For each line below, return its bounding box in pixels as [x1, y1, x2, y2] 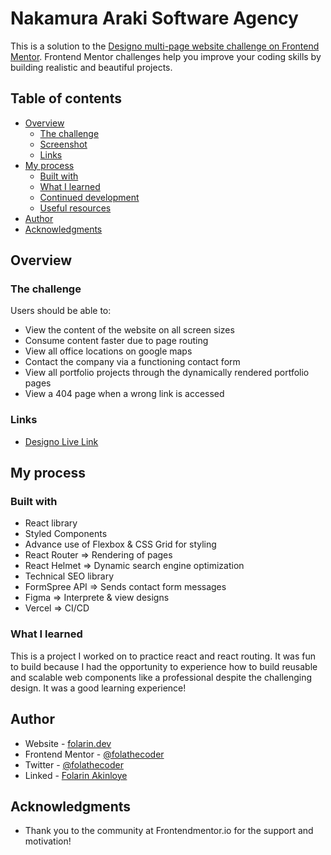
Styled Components [24, 528, 108, 540]
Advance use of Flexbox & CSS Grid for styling [24, 538, 217, 551]
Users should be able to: [10, 305, 112, 317]
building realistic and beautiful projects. [10, 61, 173, 73]
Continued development [39, 191, 140, 203]
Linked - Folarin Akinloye [24, 769, 128, 781]
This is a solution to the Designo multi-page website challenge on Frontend [10, 40, 320, 52]
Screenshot [39, 138, 88, 150]
